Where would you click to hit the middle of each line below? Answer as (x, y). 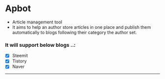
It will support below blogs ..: (41, 45)
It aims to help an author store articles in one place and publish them (82, 27)
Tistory (19, 61)
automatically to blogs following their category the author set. (74, 32)
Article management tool (37, 22)
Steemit (20, 56)
